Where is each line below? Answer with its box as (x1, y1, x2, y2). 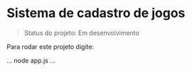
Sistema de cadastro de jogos (6, 5, 186, 21)
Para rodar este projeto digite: (6, 42, 94, 51)
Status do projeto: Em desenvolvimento (23, 29, 139, 37)
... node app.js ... (6, 56, 56, 65)
